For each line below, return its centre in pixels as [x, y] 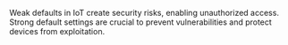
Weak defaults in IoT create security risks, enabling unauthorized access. [144, 13]
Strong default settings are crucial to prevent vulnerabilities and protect [141, 22]
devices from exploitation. [57, 31]
